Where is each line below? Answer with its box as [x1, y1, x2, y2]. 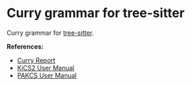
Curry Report [16, 55, 56, 65]
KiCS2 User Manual [16, 63, 75, 72]
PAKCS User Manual [16, 71, 77, 80]
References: [6, 42, 44, 50]
